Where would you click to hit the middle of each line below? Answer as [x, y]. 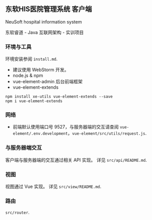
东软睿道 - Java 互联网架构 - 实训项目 [45, 32]
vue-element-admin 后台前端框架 [47, 82]
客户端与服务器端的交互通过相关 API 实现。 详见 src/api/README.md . [76, 160]
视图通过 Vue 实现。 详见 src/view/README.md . [53, 186]
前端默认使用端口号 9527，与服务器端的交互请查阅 [66, 127]
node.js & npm [28, 76]
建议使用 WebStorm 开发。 [41, 70]
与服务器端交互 [24, 148]
